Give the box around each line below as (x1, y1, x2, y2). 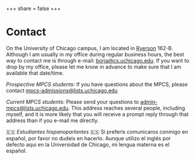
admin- (140, 98, 158, 105)
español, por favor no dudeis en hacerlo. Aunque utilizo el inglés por (6, 134, 171, 142)
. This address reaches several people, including (68, 105, 186, 112)
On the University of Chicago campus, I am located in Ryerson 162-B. (6, 44, 174, 51)
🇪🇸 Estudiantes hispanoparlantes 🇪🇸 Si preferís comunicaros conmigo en (6, 128, 189, 135)
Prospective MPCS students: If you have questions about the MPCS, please (6, 81, 188, 88)
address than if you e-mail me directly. (6, 117, 99, 124)
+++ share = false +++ (6, 5, 61, 12)
